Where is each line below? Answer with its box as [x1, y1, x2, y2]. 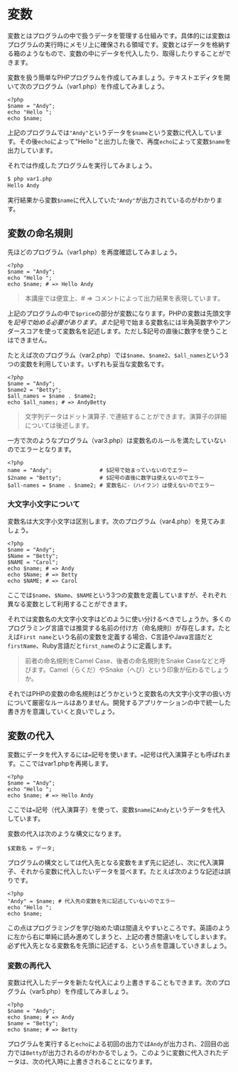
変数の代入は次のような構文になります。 [7, 829, 126, 837]
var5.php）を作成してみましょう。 [31, 987, 133, 995]
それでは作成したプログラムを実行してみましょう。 [7, 161, 156, 169]
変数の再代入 [7, 960, 52, 970]
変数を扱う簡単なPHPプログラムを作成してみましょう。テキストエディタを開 [7, 73, 231, 82]
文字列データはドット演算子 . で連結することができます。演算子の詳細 [24, 412, 227, 420]
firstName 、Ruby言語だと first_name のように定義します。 [7, 641, 176, 650]
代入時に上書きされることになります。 [44, 1057, 156, 1066]
